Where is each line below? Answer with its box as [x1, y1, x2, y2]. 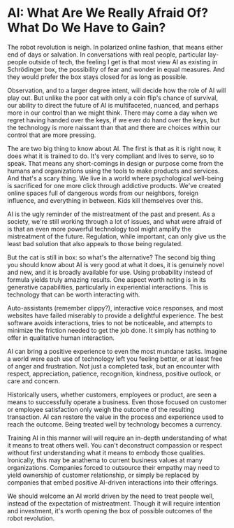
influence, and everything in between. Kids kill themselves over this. [7, 196, 203, 204]
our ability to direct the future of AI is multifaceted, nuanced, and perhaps [7, 101, 219, 109]
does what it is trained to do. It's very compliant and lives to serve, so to [7, 152, 214, 160]
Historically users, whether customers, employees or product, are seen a [7, 390, 217, 399]
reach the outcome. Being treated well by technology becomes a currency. [7, 420, 222, 428]
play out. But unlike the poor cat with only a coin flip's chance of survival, [7, 93, 219, 102]
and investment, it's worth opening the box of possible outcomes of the [7, 506, 213, 515]
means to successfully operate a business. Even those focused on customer [7, 397, 227, 406]
